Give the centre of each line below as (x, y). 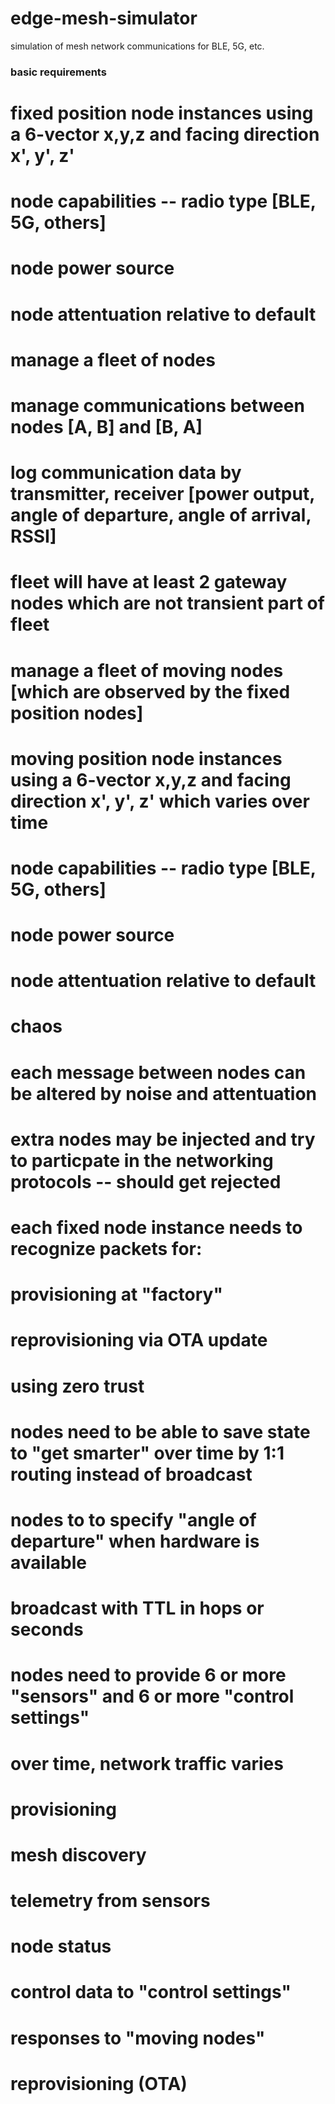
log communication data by (126, 473)
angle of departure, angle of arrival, (161, 515)
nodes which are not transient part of (167, 603)
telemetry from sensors (110, 1901)
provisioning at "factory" (116, 1294)
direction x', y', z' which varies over (160, 801)
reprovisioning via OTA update (139, 1340)
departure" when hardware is (135, 1541)
